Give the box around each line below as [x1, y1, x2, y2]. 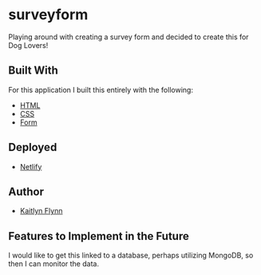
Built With [8, 64, 58, 78]
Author [8, 185, 44, 198]
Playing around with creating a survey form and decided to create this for [8, 32, 249, 42]
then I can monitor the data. [8, 259, 100, 269]
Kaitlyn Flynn [19, 206, 63, 216]
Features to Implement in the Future [8, 229, 189, 243]
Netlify [19, 161, 42, 171]
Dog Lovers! [8, 40, 49, 50]
